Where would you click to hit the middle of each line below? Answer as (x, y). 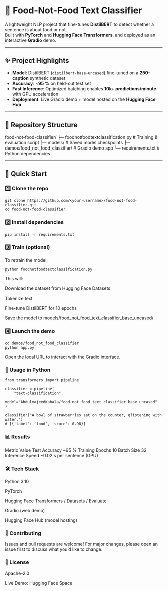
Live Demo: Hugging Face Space (39, 583)
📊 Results (18, 437)
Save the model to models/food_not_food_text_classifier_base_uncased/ (79, 318)
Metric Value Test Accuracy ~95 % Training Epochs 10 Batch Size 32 (76, 450)
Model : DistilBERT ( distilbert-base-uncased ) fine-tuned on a (75, 73)
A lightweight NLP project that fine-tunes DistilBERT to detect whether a (80, 24)
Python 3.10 (17, 482)
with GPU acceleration (35, 94)
